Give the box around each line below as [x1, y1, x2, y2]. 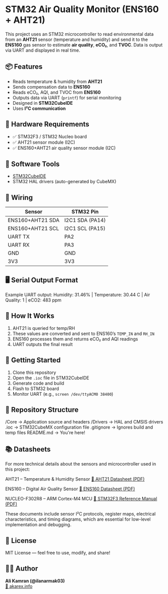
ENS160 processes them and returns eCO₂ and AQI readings [12, 335, 138, 342]
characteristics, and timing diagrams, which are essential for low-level [5, 516, 151, 522]
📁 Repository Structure [5, 406, 79, 414]
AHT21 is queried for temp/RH [12, 325, 75, 331]
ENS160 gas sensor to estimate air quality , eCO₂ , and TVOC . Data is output [5, 41, 163, 48]
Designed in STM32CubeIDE [12, 100, 73, 106]
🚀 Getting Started [5, 356, 61, 365]
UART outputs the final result [12, 341, 73, 347]
